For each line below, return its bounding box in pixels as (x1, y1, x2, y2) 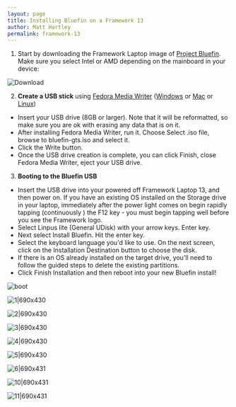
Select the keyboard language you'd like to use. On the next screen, (17, 239, 216, 247)
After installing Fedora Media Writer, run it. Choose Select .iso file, (17, 128, 210, 137)
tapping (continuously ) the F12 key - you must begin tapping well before (17, 208, 230, 217)
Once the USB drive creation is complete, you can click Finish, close (17, 151, 217, 159)
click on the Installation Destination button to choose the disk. (17, 246, 198, 255)
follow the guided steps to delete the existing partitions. (17, 261, 180, 270)
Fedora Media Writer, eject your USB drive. (17, 159, 143, 167)
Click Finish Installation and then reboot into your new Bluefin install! (17, 268, 217, 277)
